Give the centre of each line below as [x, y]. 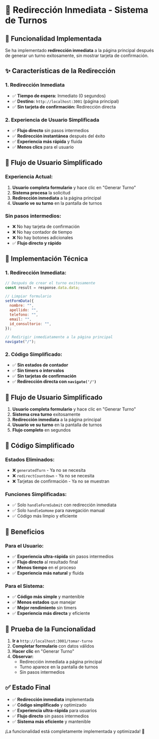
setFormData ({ [20, 301]
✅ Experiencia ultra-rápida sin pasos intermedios [63, 556]
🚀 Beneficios [25, 532]
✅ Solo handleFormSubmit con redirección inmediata [64, 505]
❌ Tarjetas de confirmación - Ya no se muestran [61, 481]
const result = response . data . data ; [42, 287]
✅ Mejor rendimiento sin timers [44, 608]
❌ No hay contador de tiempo [42, 232]
